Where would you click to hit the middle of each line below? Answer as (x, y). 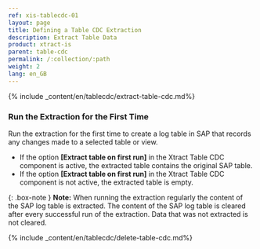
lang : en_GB (27, 74)
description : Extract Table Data (63, 37)
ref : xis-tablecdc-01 (43, 15)
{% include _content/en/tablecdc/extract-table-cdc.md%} (102, 96)
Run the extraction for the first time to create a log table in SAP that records (130, 134)
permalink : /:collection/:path (59, 60)
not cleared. (27, 222)
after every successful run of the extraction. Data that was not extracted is (128, 214)
